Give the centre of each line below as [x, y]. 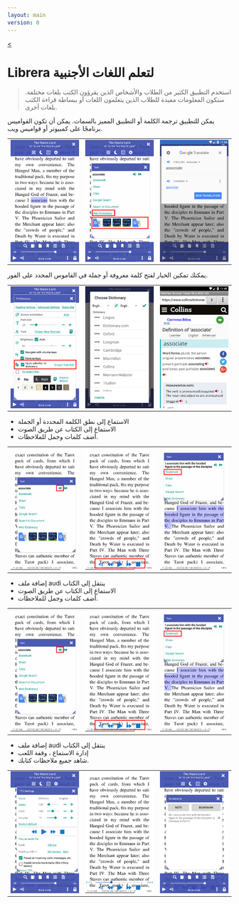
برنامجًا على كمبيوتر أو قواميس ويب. [55, 129]
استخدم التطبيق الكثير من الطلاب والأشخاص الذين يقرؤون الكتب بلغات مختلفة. [128, 92]
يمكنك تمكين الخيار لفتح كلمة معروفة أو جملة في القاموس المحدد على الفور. [108, 275]
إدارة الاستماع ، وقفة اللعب [53, 752]
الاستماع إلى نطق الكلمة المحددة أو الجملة [73, 422]
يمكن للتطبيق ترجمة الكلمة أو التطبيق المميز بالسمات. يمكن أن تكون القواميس [111, 121]
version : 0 [23, 22]
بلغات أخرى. [41, 108]
